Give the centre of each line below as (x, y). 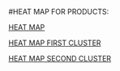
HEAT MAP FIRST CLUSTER (55, 43)
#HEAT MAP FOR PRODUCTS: (59, 12)
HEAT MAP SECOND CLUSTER (60, 58)
